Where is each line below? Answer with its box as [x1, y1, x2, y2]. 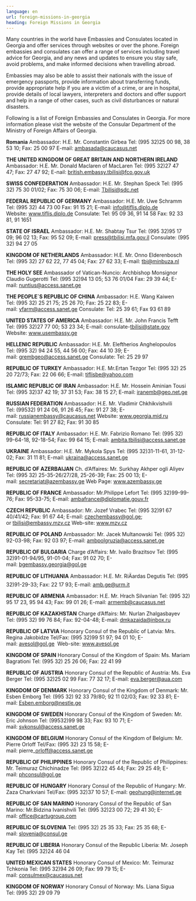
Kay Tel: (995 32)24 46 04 [6, 848, 70, 855]
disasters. [6, 103, 30, 110]
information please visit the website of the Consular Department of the [6, 121, 176, 128]
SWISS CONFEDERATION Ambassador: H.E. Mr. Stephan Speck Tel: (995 [6, 180, 183, 187]
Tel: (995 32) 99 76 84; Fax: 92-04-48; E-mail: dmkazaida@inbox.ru [6, 617, 171, 624]
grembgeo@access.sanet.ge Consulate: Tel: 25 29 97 [18, 353, 149, 360]
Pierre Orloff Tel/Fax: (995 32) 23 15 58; [6, 741, 102, 748]
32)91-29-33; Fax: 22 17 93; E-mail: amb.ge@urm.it [6, 581, 130, 588]
